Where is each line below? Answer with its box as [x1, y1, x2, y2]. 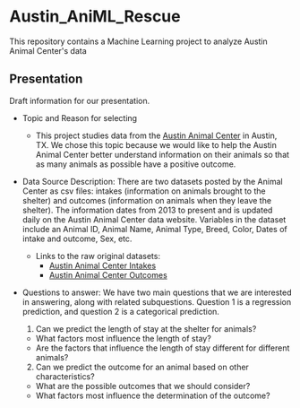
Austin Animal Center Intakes [48, 260, 157, 271]
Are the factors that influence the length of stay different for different [35, 343, 290, 353]
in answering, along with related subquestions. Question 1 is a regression [21, 296, 292, 307]
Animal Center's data [9, 45, 87, 56]
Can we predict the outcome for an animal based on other [35, 361, 249, 372]
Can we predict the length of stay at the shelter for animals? [35, 323, 257, 334]
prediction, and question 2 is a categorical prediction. [21, 306, 219, 317]
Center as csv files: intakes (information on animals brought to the [21, 186, 266, 196]
